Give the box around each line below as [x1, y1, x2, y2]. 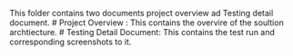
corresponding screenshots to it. [9, 36, 132, 47]
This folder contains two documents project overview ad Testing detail [9, 8, 274, 18]
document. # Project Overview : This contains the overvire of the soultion [9, 17, 284, 28]
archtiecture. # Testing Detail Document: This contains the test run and [9, 27, 276, 37]
